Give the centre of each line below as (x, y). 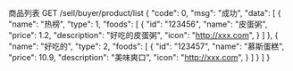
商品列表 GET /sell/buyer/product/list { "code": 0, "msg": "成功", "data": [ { (145, 13)
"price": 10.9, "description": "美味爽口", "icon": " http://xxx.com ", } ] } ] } (139, 57)
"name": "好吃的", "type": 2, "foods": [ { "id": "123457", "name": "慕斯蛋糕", (146, 46)
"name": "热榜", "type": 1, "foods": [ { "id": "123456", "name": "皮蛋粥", (138, 24)
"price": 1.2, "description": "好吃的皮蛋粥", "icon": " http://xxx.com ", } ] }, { (143, 35)
